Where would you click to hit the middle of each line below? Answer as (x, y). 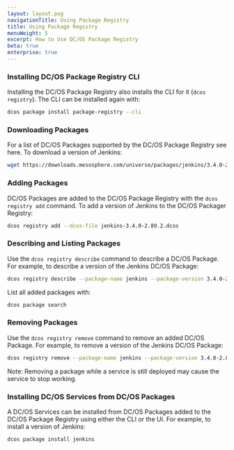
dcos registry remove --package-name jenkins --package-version (102, 358)
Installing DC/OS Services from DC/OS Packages (91, 396)
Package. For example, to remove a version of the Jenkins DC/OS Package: (116, 345)
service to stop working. (42, 378)
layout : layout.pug (36, 14)
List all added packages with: (49, 292)
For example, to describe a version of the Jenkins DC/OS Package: (103, 266)
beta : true (23, 46)
